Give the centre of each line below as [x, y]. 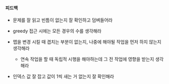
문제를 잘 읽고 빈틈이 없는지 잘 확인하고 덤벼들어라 [62, 20]
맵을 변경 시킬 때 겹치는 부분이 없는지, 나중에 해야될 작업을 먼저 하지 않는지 [87, 42]
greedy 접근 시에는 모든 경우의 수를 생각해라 [57, 31]
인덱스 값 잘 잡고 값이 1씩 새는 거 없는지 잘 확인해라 [63, 76]
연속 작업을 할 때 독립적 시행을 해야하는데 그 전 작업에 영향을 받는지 [87, 59]
